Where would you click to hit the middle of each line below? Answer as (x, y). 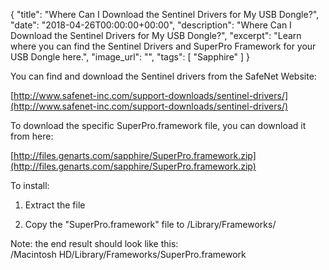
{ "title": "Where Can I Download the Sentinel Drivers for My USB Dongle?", (165, 14)
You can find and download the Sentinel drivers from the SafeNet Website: (163, 76)
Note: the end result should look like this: (94, 243)
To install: (30, 185)
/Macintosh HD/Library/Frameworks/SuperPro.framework (128, 254)
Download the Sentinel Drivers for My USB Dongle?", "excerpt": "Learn (156, 35)
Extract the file (55, 205)
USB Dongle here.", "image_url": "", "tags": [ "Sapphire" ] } (130, 57)
